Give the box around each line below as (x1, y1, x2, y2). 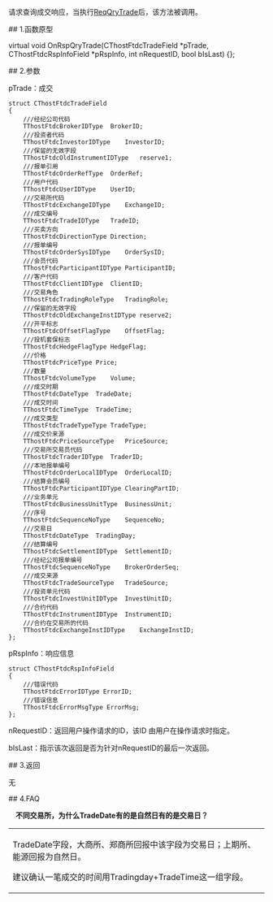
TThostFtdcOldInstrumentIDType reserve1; (23, 154, 173, 162)
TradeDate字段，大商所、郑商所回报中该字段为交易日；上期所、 (12, 839, 256, 850)
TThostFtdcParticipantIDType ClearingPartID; (23, 484, 180, 492)
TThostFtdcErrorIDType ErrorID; (23, 687, 132, 696)
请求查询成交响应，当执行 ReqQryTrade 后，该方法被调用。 (8, 7, 203, 16)
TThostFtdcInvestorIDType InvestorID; (23, 138, 165, 146)
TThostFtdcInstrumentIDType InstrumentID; (23, 610, 173, 618)
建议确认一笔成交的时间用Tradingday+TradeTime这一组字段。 (12, 872, 249, 882)
